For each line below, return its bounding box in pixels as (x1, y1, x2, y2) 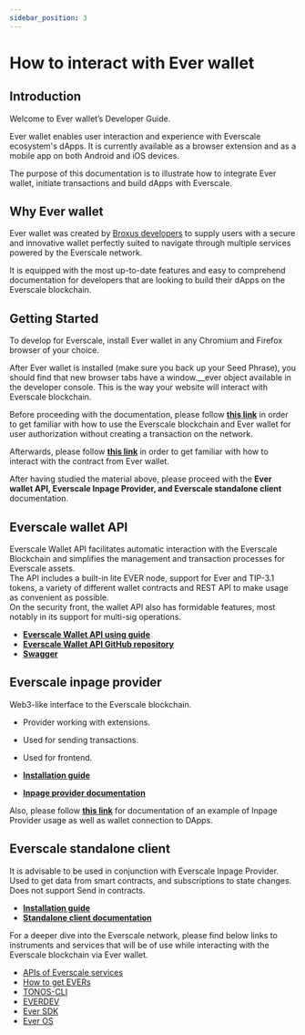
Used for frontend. (22, 751, 93, 762)
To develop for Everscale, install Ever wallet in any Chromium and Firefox (9, 335, 283, 347)
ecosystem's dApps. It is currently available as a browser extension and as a (9, 140, 297, 151)
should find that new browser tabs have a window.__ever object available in (9, 372, 291, 383)
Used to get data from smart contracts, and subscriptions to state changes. (9, 875, 292, 885)
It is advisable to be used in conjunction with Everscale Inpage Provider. (9, 865, 280, 876)
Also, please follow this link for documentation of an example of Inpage (9, 804, 278, 816)
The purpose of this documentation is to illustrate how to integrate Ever (9, 168, 277, 179)
